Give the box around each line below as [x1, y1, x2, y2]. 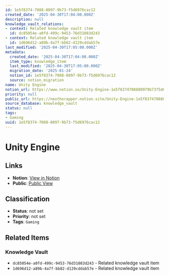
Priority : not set [12, 214, 46, 220]
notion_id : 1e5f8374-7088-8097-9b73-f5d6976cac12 [10, 73, 116, 78]
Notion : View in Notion [12, 175, 60, 181]
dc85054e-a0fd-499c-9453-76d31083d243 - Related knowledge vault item [12, 260, 159, 266]
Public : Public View [12, 180, 53, 186]
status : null [5, 106, 33, 111]
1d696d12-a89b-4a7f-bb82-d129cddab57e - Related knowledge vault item [12, 265, 159, 271]
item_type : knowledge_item [10, 59, 66, 64]
